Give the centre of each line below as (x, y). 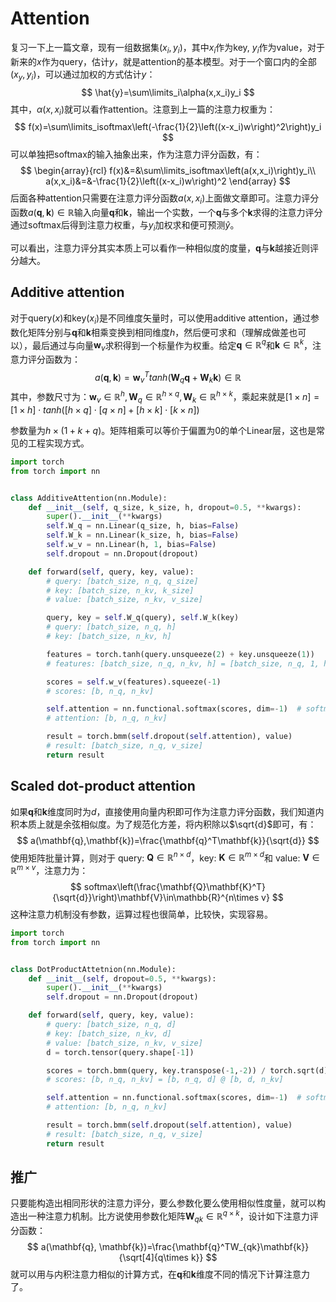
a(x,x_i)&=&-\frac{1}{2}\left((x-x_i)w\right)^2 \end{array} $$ (168, 181)
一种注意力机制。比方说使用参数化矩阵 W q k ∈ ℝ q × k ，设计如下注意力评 (173, 1216)
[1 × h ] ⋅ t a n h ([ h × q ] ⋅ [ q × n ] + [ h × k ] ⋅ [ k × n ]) (105, 409)
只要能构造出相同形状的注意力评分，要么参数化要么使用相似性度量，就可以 (163, 1203)
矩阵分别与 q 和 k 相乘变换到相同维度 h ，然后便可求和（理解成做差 (158, 332)
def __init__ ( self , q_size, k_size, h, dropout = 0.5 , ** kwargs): (165, 507)
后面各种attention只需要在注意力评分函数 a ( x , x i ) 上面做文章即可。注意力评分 (165, 199)
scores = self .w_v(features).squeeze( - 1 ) (134, 682)
